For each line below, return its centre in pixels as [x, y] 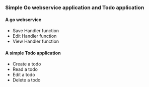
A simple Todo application [33, 53]
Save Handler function [36, 31]
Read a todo [25, 69]
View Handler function [36, 41]
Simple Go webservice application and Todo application [75, 8]
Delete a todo [26, 80]
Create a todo [27, 64]
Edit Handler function [34, 36]
